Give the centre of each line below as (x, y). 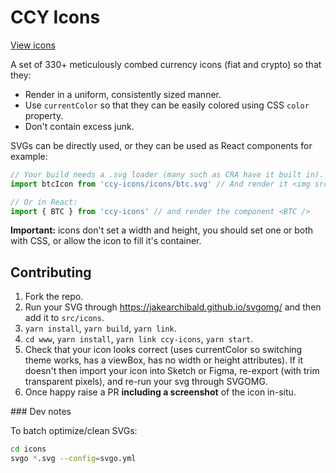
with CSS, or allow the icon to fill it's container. (106, 241)
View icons (33, 45)
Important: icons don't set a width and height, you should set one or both (162, 230)
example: (29, 156)
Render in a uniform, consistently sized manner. (123, 94)
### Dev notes (41, 412)
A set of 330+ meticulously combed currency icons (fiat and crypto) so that (166, 64)
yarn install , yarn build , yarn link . (100, 328)
